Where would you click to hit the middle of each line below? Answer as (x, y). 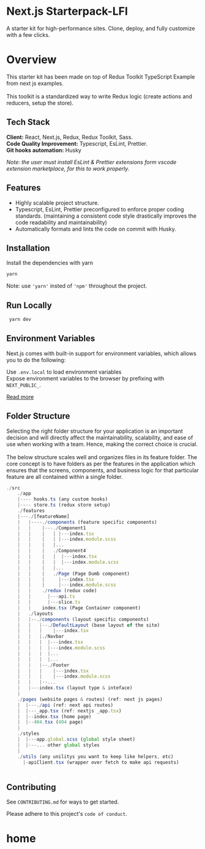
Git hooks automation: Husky (44, 150)
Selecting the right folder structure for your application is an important (95, 431)
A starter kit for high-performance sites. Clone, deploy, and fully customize (101, 28)
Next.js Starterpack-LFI (67, 11)
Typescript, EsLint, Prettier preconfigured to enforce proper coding (100, 209)
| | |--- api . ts (46, 597)
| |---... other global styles (58, 745)
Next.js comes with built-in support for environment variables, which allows (102, 353)
